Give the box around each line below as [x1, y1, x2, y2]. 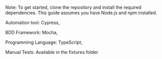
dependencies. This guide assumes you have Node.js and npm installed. [5, 10, 157, 16]
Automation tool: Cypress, [5, 20, 60, 25]
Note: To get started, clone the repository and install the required [5, 5, 142, 10]
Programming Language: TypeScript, [5, 39, 83, 45]
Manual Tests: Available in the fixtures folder [5, 49, 98, 55]
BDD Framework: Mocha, [5, 29, 58, 35]
